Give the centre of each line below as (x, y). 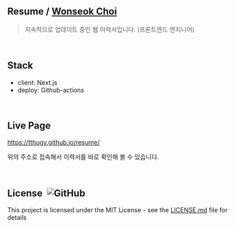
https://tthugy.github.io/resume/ (53, 143)
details (17, 218)
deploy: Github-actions (51, 90)
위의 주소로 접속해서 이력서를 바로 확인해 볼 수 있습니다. (83, 157)
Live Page (29, 126)
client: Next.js (37, 82)
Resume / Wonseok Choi (62, 12)
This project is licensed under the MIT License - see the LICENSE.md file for (118, 210)
